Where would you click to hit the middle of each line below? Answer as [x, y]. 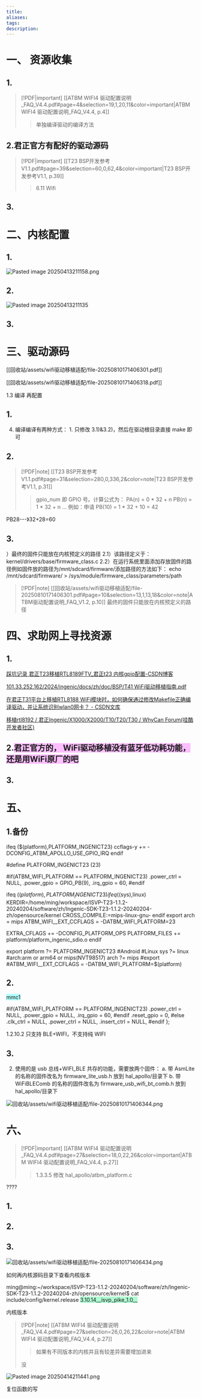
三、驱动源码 [38, 352]
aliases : [17, 17]
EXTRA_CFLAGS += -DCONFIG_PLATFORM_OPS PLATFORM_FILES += [94, 933]
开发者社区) [20, 727]
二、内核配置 [38, 235]
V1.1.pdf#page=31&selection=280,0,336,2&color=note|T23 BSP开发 [104, 479]
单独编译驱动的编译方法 [65, 125]
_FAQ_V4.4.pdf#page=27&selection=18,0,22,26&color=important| [101, 1155]
